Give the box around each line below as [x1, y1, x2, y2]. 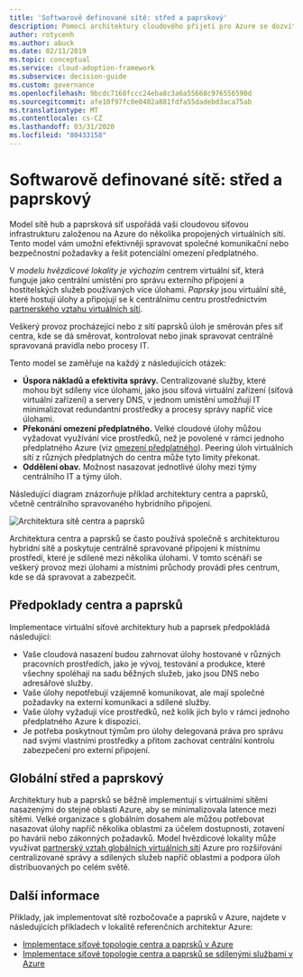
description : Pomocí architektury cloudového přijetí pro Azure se [9, 22, 269, 31]
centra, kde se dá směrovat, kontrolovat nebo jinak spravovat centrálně [9, 330, 273, 341]
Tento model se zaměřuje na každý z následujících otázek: [9, 358, 227, 368]
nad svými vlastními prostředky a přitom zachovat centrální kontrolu [22, 735, 275, 746]
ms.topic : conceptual [9, 55, 91, 64]
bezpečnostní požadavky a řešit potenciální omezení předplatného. [9, 247, 259, 258]
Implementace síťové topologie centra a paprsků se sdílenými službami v [22, 949, 293, 960]
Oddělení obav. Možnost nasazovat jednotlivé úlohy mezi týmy [22, 461, 257, 472]
